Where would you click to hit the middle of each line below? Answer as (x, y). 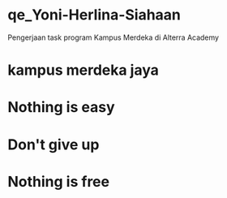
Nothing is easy (61, 108)
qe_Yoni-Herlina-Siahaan (94, 15)
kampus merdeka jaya (84, 70)
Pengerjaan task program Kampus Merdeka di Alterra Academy (113, 37)
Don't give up (54, 144)
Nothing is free (59, 181)
